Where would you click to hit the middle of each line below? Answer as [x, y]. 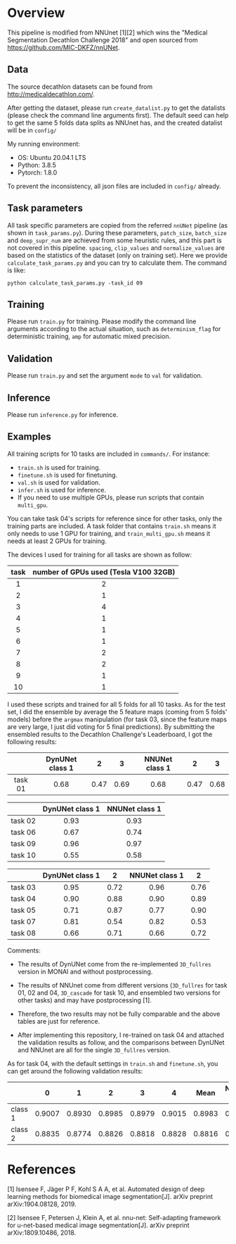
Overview [36, 13]
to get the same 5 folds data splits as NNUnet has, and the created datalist [115, 123]
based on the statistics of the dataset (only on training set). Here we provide [118, 255]
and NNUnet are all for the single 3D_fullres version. [94, 1050]
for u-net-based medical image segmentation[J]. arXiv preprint [98, 1225]
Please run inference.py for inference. [63, 415]
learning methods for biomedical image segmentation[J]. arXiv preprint [110, 1196]
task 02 [24, 821]
